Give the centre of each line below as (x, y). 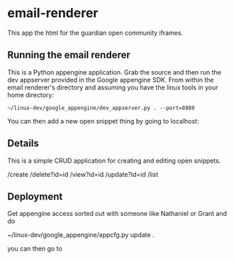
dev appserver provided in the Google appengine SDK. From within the (111, 80)
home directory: (31, 94)
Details (23, 143)
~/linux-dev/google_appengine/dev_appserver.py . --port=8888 (101, 108)
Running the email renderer (69, 55)
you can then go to (35, 249)
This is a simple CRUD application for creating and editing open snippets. (114, 161)
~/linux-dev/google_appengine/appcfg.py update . (81, 235)
